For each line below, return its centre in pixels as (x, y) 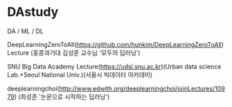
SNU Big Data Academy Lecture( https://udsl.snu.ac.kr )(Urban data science (114, 66)
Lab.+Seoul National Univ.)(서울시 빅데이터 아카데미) (80, 75)
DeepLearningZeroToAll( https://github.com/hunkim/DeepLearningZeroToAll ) (115, 44)
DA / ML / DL (25, 31)
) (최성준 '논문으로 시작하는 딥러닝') (62, 97)
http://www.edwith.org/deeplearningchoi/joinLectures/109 (142, 88)
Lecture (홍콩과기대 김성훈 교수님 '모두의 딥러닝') (74, 52)
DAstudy (33, 12)
